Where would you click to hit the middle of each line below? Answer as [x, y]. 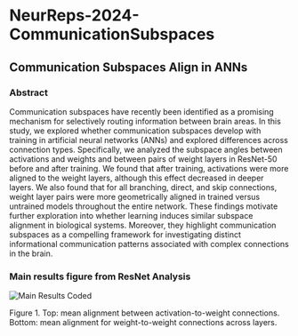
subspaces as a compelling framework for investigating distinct [125, 234]
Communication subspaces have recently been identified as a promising [141, 111]
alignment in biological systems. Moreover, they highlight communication [143, 225]
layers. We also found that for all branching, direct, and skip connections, [143, 187]
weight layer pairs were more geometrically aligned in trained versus [135, 196]
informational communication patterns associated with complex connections [149, 244]
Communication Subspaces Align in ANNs [129, 67]
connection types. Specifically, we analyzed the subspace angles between [146, 149]
